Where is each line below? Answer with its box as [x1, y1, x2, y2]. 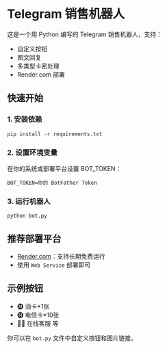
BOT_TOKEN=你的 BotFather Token [7, 179, 97, 186]
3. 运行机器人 [7, 196, 51, 206]
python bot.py [7, 213, 48, 220]
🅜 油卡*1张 [16, 302, 50, 310]
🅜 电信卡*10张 [16, 311, 60, 319]
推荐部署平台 [7, 233, 62, 244]
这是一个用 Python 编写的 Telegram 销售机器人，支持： [7, 30, 162, 38]
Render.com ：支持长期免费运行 [16, 253, 105, 261]
